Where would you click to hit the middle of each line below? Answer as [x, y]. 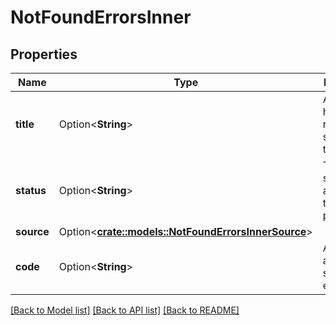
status [31, 190]
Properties [44, 54]
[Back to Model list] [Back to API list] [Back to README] [125, 310]
